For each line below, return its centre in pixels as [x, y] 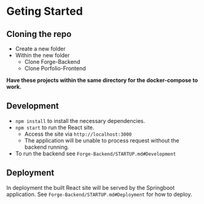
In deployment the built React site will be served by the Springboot [91, 187]
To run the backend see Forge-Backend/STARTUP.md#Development [96, 153]
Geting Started [45, 11]
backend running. [47, 147]
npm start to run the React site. [55, 127]
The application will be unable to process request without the [102, 140]
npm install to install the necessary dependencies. [80, 120]
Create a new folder [40, 49]
